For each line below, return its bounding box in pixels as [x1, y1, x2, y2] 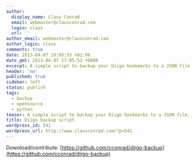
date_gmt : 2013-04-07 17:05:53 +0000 [6, 57, 99, 63]
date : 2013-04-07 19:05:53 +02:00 [6, 52, 91, 58]
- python [11, 106, 33, 112]
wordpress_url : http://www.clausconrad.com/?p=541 [6, 128, 133, 134]
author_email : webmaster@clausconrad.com [6, 36, 109, 41]
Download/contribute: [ [6, 144, 62, 151]
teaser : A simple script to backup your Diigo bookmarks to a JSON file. [6, 112, 191, 117]
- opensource [11, 100, 43, 107]
